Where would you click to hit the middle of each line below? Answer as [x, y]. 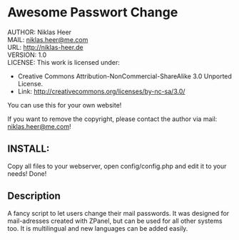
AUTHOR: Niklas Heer [40, 32]
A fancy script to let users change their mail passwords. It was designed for [118, 213]
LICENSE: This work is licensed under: [63, 62]
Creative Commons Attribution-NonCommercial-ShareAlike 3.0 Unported [124, 76]
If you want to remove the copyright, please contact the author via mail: [112, 119]
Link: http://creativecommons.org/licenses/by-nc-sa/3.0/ [101, 91]
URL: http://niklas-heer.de [45, 47]
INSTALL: [29, 149]
